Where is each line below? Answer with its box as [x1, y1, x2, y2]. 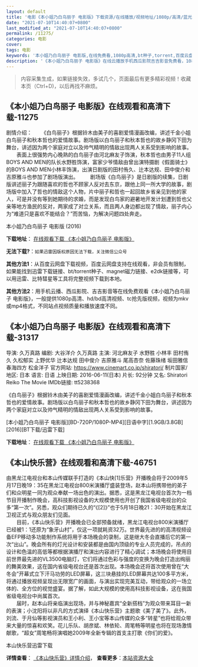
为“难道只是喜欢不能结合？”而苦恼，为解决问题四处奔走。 [6, 210, 146, 217]
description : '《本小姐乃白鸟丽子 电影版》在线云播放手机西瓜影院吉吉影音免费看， [6, 58, 186, 64]
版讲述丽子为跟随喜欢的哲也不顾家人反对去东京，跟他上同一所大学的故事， [6, 181, 187, 188]
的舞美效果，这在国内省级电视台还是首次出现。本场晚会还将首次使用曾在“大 [6, 563, 190, 570]
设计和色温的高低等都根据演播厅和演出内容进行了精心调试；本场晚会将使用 [6, 548, 187, 555]
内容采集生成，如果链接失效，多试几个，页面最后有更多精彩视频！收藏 [20, 75, 192, 82]
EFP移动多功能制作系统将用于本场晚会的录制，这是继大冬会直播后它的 [11, 533, 181, 540]
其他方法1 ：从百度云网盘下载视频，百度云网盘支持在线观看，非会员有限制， [6, 260, 190, 267]
